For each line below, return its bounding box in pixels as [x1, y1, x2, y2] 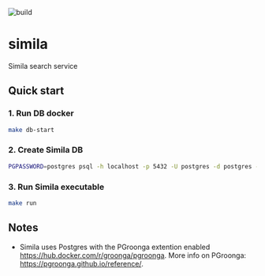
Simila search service [8, 61, 78, 70]
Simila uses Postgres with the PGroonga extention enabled [19, 242, 211, 251]
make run [8, 198, 37, 207]
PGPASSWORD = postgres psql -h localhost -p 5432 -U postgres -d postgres [8, 162, 252, 170]
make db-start [8, 126, 55, 134]
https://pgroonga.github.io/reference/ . [19, 259, 144, 268]
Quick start [8, 84, 65, 98]
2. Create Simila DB [8, 145, 84, 156]
